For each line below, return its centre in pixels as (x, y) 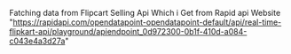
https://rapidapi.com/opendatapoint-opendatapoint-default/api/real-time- (147, 22)
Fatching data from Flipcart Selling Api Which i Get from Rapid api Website (145, 13)
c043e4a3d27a (37, 41)
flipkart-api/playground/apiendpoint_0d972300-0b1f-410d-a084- (128, 31)
